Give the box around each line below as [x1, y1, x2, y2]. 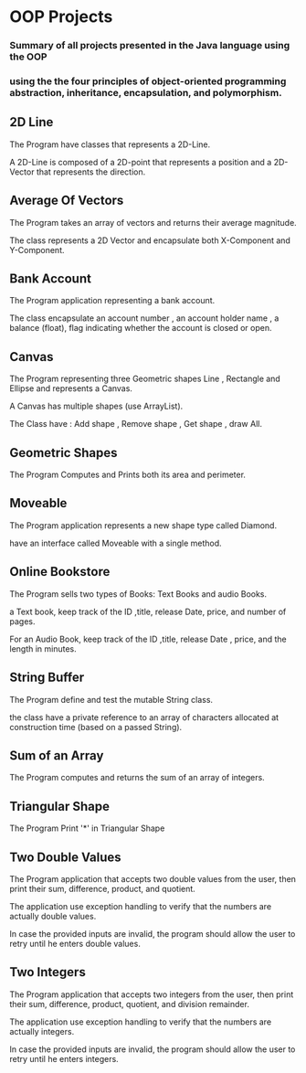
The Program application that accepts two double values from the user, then [9, 873, 297, 884]
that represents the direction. [36, 166, 146, 177]
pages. [9, 615, 36, 627]
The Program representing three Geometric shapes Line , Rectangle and [9, 373, 280, 385]
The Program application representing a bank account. [9, 295, 216, 306]
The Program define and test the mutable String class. [9, 694, 213, 705]
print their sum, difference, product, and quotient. [9, 883, 196, 894]
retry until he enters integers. [9, 1053, 119, 1064]
